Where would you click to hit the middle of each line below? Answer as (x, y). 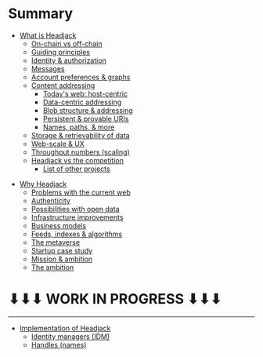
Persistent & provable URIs (86, 118)
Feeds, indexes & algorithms (77, 234)
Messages (48, 68)
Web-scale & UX (58, 144)
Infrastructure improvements (77, 217)
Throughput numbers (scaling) (81, 152)
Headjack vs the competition (77, 160)
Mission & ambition (62, 259)
